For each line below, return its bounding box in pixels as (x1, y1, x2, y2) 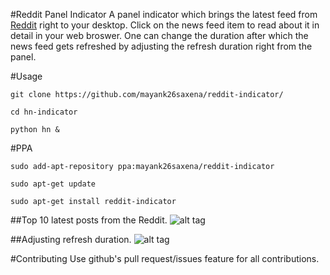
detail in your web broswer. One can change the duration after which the (10, 30, 309, 41)
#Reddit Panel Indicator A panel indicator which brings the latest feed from (10, 9, 318, 20)
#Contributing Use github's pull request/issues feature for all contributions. (10, 253, 320, 264)
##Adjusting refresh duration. (10, 234, 132, 245)
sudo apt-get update (10, 179, 97, 189)
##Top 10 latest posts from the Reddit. (10, 214, 168, 226)
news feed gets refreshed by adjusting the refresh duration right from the (10, 40, 313, 52)
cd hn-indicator (10, 107, 78, 117)
